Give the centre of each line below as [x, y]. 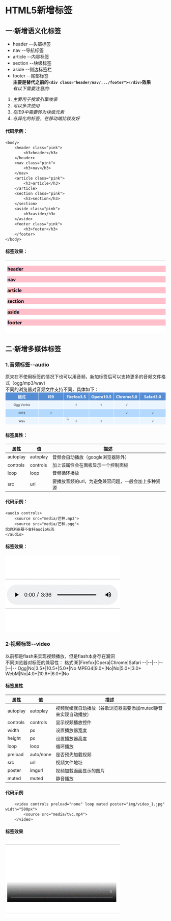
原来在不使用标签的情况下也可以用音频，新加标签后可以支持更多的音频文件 [83, 377]
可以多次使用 [26, 106]
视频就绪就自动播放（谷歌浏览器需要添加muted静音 [109, 708]
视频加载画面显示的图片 [80, 770]
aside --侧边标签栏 [32, 69]
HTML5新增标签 [39, 10]
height [14, 738]
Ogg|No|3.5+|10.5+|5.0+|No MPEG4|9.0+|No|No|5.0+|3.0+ [79, 668]
